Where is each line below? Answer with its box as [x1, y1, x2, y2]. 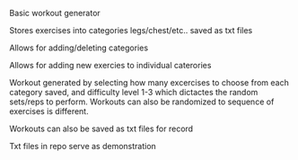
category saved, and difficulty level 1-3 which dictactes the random [9, 87, 259, 97]
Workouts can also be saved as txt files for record [9, 123, 194, 134]
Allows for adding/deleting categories [9, 42, 149, 53]
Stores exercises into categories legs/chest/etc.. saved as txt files [9, 25, 253, 35]
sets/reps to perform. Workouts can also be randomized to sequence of [9, 96, 275, 107]
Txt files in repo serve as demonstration [9, 141, 157, 151]
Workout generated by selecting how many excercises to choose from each [9, 77, 289, 88]
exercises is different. [9, 106, 89, 116]
